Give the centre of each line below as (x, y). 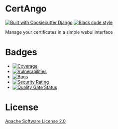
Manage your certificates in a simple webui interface (59, 32)
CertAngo (26, 9)
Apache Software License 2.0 (36, 121)
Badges (21, 52)
